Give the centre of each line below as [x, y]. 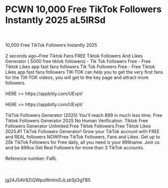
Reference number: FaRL [31, 158]
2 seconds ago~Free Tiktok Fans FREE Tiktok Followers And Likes [74, 56]
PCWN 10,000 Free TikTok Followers [83, 9]
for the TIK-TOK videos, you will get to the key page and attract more [77, 77]
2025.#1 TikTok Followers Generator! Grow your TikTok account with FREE [82, 131]
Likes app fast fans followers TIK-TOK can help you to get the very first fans [84, 72]
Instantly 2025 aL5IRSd [55, 20]
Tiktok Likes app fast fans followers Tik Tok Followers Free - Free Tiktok [80, 67]
